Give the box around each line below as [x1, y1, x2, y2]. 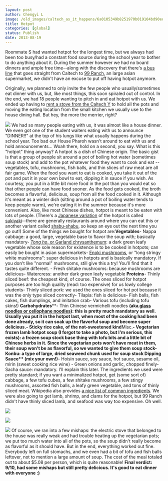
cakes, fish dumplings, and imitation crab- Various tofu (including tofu [5, 297, 149, 303]
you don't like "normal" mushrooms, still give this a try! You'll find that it [5, 260, 152, 266]
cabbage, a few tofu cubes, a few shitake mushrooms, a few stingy [5, 377, 143, 383]
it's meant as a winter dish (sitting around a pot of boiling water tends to [5, 196, 153, 202]
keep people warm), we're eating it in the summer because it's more [5, 201, 146, 207]
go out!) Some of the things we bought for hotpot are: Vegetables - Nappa [5, 228, 156, 234]
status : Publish [5, 30, 39, 35]
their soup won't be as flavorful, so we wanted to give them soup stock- [5, 345, 157, 351]
